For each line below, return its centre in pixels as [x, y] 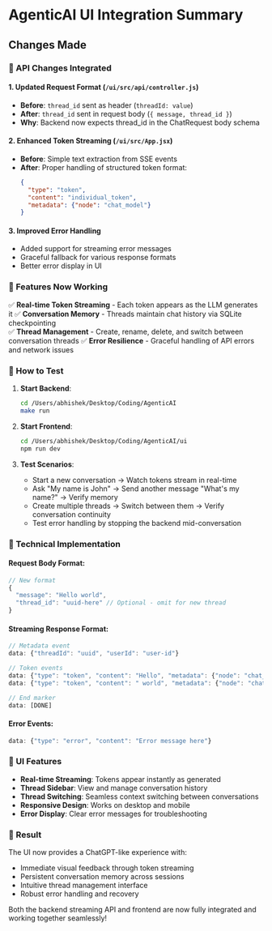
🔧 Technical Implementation [65, 544]
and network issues [41, 349]
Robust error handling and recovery [79, 894]
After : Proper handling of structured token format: [104, 167]
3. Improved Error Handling [55, 231]
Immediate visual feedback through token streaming [107, 868]
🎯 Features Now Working [58, 287]
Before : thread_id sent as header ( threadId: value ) [106, 105]
